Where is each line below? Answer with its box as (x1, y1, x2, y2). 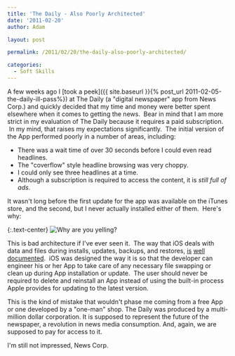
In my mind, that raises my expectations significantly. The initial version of (8, 125, 224, 133)
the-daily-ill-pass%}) (7, 94, 68, 103)
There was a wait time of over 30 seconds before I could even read (17, 146, 212, 154)
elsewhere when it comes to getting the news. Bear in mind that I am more (7, 110, 224, 118)
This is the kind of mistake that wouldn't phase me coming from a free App (7, 297, 223, 306)
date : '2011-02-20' (7, 17, 65, 24)
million (7, 312, 27, 321)
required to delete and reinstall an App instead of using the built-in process (7, 276, 224, 285)
